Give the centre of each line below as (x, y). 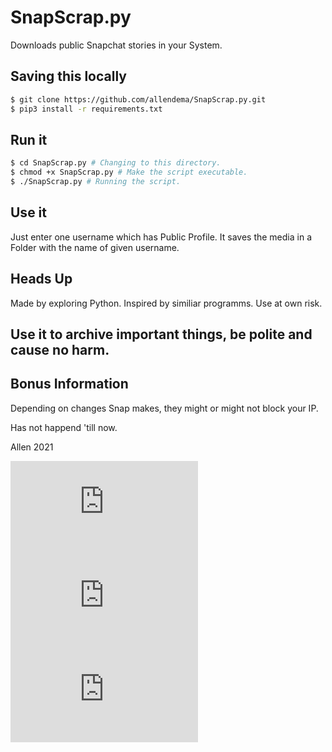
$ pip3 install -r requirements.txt (86, 109)
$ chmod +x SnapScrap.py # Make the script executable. (129, 172)
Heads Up (41, 279)
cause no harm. (60, 349)
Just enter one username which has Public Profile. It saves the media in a (161, 237)
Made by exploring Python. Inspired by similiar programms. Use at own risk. (166, 303)
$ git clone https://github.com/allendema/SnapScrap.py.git (138, 99)
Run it (29, 139)
